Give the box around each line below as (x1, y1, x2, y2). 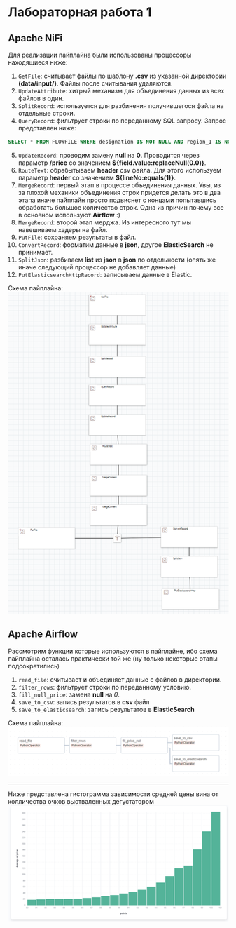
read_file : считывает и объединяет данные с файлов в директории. (18, 675, 222, 684)
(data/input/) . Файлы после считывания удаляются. (18, 79, 174, 88)
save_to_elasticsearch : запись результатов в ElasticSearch (18, 705, 195, 713)
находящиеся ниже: (8, 58, 68, 67)
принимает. (18, 248, 53, 256)
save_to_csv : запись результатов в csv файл (18, 697, 150, 706)
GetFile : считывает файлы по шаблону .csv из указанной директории (18, 72, 227, 80)
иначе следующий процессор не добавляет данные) (18, 262, 176, 271)
